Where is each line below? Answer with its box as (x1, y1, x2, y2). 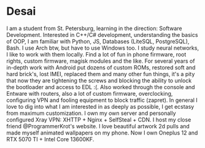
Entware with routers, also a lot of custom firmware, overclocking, (6, 90, 173, 97)
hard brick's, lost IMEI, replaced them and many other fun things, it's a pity (6, 70, 195, 77)
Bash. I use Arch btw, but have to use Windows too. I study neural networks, (6, 44, 199, 52)
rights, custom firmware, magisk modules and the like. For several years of (6, 57, 195, 64)
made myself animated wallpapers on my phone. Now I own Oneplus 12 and (6, 129, 198, 136)
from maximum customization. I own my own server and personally (6, 109, 176, 117)
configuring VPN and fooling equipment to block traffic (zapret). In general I (6, 96, 198, 104)
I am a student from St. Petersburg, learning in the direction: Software (6, 25, 182, 32)
